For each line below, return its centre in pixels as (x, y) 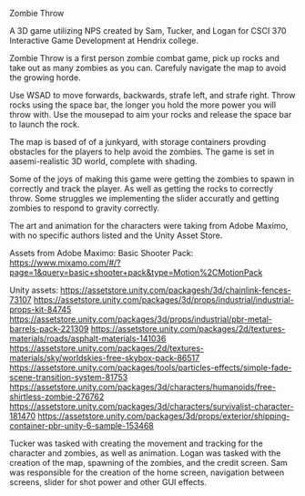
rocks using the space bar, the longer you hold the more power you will (142, 105)
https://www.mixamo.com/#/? (65, 263)
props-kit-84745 (41, 310)
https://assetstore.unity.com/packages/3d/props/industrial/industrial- (163, 300)
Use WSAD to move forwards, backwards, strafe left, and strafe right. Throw (152, 95)
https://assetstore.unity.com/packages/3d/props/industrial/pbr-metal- (141, 319)
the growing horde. (45, 77)
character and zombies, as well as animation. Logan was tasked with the (145, 453)
